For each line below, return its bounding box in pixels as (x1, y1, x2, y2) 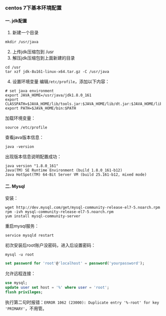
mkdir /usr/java (5, 40, 39, 45)
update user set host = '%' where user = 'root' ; (5, 285, 110, 290)
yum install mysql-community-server (5, 214, 81, 219)
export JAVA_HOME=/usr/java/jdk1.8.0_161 (5, 93, 92, 98)
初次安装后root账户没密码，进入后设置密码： (5, 242, 96, 249)
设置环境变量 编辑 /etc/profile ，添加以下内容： (12, 78, 110, 85)
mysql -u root (5, 252, 35, 257)
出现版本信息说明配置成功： (5, 154, 62, 160)
